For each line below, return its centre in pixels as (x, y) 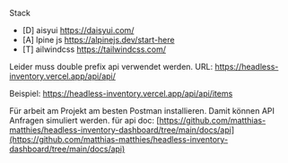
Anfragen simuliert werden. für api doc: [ (84, 120)
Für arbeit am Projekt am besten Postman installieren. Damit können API (142, 111)
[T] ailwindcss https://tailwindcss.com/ (94, 49)
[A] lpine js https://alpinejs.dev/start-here (98, 40)
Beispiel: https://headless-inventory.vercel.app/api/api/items (121, 94)
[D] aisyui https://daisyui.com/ (78, 30)
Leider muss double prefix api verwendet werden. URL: (111, 67)
